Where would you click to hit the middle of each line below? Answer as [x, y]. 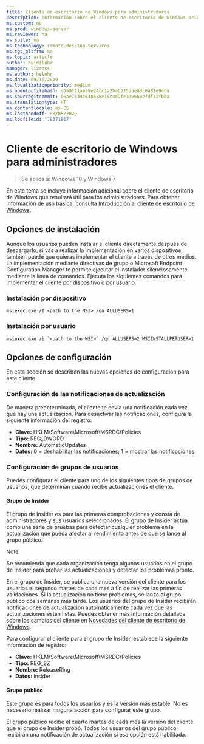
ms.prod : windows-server [38, 29]
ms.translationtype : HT [36, 102]
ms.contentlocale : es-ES [38, 108]
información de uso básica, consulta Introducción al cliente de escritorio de [101, 203]
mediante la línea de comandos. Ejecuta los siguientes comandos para [94, 276]
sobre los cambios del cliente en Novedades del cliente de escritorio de [96, 621]
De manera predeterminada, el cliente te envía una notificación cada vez [97, 407]
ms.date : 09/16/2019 [32, 80]
